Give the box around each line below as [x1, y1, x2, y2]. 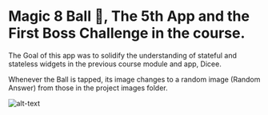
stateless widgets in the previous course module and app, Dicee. [8, 59, 222, 69]
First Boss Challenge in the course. [8, 24, 246, 42]
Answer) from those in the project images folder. [8, 83, 168, 93]
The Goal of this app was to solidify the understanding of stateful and [8, 50, 238, 60]
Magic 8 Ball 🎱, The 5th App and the [8, 7, 250, 26]
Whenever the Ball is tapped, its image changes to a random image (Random [8, 74, 261, 84]
